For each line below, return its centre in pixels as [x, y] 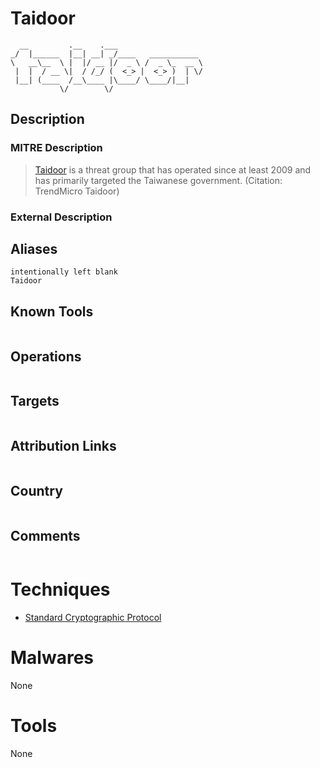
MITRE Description [56, 148]
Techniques [60, 589]
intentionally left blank [64, 272]
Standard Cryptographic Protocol [93, 618]
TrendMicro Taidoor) [77, 191]
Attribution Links [63, 446]
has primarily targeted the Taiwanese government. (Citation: [158, 180]
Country [36, 491]
